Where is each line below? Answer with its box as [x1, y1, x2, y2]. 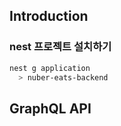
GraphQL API [9, 100, 92, 117]
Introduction [9, 8, 89, 25]
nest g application [9, 63, 91, 73]
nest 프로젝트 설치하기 [9, 40, 112, 54]
